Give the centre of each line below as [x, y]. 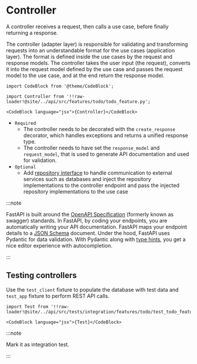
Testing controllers [42, 275]
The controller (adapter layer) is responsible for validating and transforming [97, 44]
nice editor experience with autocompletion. [59, 245]
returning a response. [32, 32]
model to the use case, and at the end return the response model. [85, 75]
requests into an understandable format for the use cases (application [90, 50]
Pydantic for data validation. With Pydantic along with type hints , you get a [96, 239]
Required [25, 123]
